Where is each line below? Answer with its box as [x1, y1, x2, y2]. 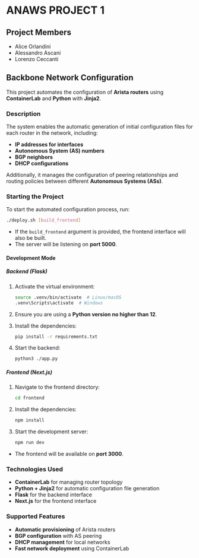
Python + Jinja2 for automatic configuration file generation [14, 485, 160, 492]
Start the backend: [14, 344, 61, 351]
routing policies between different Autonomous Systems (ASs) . [6, 177, 163, 185]
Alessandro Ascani [14, 49, 61, 56]
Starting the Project [6, 192, 64, 201]
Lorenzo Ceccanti [14, 56, 59, 62]
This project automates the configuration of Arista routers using [6, 88, 164, 96]
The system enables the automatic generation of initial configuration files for [6, 123, 193, 131]
